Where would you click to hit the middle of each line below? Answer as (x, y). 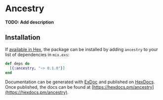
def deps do (17, 63)
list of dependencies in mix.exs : (37, 54)
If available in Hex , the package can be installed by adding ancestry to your (81, 49)
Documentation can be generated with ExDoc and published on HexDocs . (80, 82)
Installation (23, 37)
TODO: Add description (30, 22)
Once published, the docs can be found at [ (49, 87)
